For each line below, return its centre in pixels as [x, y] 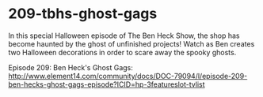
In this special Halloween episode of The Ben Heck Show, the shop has [124, 35]
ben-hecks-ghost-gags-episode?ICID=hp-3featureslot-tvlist [107, 84]
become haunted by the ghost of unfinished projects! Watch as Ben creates [131, 43]
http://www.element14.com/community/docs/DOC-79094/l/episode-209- [128, 76]
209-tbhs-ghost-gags [83, 14]
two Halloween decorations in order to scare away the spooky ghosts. [122, 52]
